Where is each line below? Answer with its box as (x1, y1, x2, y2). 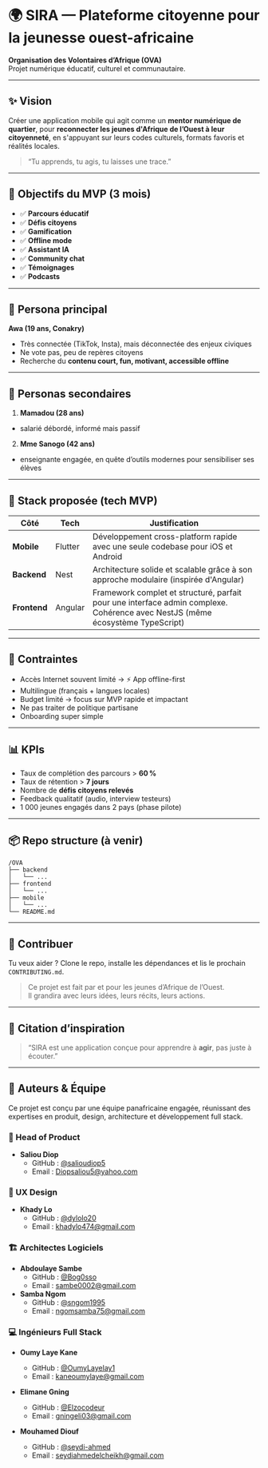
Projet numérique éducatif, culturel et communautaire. (8, 63, 186, 73)
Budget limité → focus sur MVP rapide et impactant (19, 694, 189, 704)
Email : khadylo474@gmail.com (31, 1222, 136, 1231)
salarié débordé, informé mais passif (19, 424, 141, 433)
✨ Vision (8, 94, 53, 108)
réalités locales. (8, 141, 60, 150)
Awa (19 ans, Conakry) (8, 324, 85, 333)
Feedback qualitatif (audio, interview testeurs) (19, 793, 171, 804)
